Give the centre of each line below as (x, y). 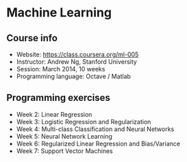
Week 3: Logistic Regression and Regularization (84, 121)
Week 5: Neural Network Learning (64, 136)
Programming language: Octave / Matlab (74, 76)
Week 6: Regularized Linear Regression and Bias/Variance (98, 143)
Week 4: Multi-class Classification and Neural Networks (95, 129)
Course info (32, 38)
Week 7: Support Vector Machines (65, 151)
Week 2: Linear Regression (54, 114)
